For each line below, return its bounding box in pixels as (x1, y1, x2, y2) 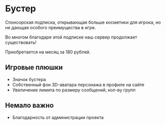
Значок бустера (12, 76, 46, 82)
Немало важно (5, 101, 54, 110)
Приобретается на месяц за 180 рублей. (5, 49, 91, 55)
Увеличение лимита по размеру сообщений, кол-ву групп (12, 87, 136, 93)
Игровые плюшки (5, 63, 63, 72)
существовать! (5, 39, 37, 45)
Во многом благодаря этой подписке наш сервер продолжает (5, 34, 137, 40)
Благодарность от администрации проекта (12, 114, 104, 120)
